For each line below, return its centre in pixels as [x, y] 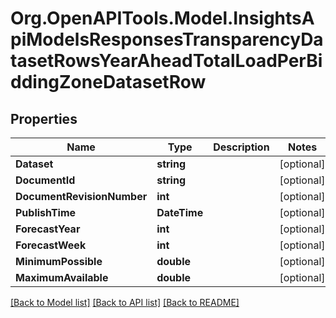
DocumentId [45, 180]
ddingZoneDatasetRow [108, 82]
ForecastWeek [51, 245]
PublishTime [46, 212]
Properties [44, 118]
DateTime [180, 212]
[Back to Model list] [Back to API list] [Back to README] [125, 302]
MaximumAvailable [62, 277]
